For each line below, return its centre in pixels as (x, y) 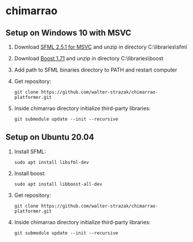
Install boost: (30, 173)
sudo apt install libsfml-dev (52, 162)
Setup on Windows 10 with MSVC (69, 33)
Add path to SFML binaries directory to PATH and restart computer (96, 70)
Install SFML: (30, 151)
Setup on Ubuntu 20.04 (50, 137)
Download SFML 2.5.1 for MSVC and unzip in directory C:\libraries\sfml (101, 47)
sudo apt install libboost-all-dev (58, 184)
